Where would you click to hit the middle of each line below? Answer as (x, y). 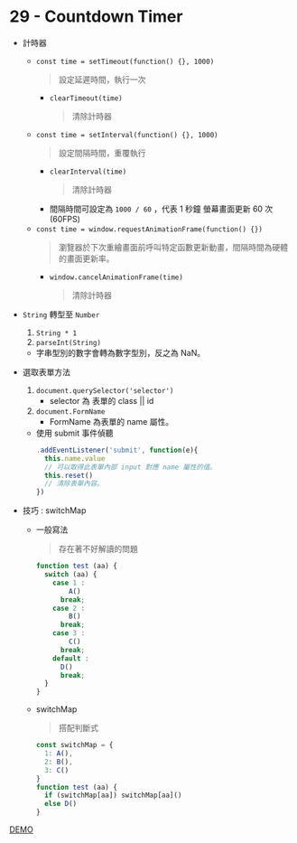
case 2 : (69, 608)
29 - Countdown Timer (96, 17)
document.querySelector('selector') (105, 390)
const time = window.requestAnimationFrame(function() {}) (149, 229)
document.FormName (70, 412)
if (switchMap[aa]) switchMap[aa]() (113, 796)
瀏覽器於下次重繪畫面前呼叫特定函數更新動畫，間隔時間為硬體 (173, 247)
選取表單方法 (46, 371)
